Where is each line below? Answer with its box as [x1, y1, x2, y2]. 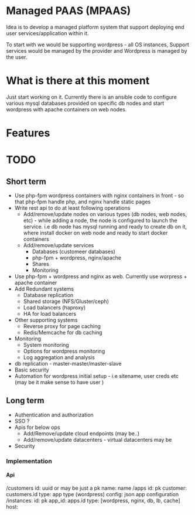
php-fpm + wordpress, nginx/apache [32, 254, 122, 261]
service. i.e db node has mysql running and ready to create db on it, [23, 223, 187, 230]
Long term [6, 395, 45, 405]
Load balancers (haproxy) [23, 304, 86, 311]
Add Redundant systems [14, 285, 74, 292]
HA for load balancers [23, 311, 77, 318]
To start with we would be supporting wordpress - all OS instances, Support [6, 41, 189, 48]
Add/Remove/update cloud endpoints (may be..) [23, 429, 140, 437]
